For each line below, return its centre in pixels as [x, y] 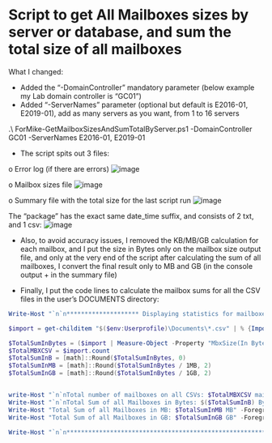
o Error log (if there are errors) [59, 168]
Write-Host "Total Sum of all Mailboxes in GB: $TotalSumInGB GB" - [126, 417]
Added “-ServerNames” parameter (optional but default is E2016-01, [134, 104]
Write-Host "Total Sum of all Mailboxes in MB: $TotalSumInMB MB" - [126, 410]
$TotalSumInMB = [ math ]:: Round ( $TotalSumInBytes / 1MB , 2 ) [110, 366]
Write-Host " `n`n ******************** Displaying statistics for [121, 313]
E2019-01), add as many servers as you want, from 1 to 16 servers [130, 113]
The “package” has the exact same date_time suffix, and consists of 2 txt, [131, 215]
